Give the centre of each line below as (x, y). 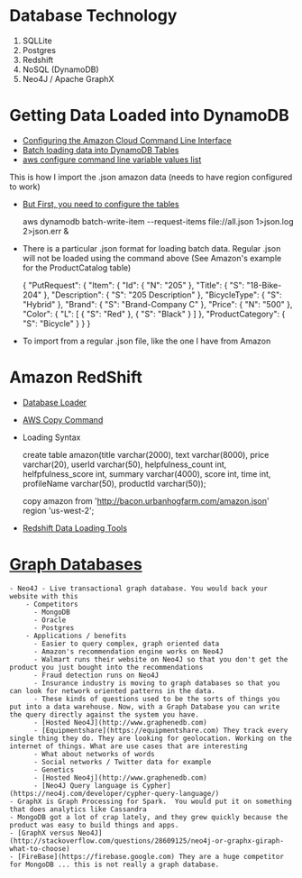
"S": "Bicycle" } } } (56, 323)
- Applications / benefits (76, 636)
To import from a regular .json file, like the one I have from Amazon (146, 341)
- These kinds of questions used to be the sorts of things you (156, 699)
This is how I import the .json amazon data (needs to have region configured (151, 177)
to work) (25, 187)
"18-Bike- (264, 285)
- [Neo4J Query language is (86, 785)
